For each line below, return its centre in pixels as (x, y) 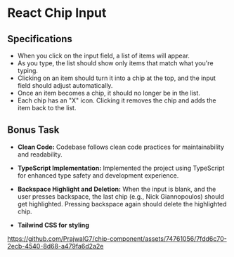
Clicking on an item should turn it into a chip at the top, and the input (117, 78)
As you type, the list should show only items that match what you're (115, 63)
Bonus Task (33, 130)
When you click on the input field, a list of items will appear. (103, 55)
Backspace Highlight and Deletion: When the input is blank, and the (117, 189)
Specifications (40, 39)
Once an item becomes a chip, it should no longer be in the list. (109, 93)
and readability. (40, 154)
